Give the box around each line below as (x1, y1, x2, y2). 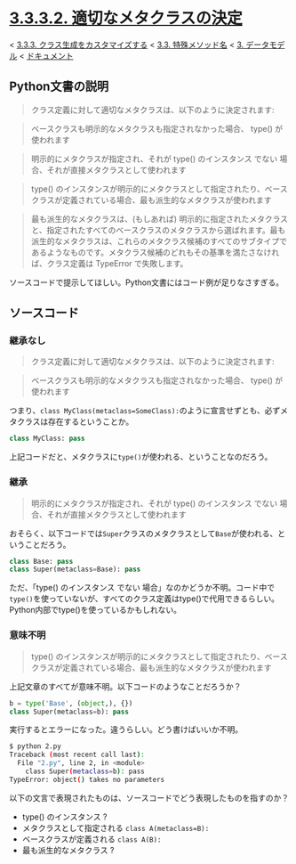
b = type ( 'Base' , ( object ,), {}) (9, 698, 133, 708)
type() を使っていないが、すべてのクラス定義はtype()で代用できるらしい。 (9, 593, 280, 604)
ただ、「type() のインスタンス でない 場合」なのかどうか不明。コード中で (9, 583, 276, 593)
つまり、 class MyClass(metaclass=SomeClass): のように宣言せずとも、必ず (9, 405, 281, 416)
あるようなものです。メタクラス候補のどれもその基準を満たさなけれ (30, 247, 280, 257)
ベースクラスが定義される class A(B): (21, 834, 162, 844)
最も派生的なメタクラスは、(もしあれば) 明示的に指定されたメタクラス (30, 213, 289, 224)
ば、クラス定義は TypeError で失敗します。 (30, 257, 188, 268)
